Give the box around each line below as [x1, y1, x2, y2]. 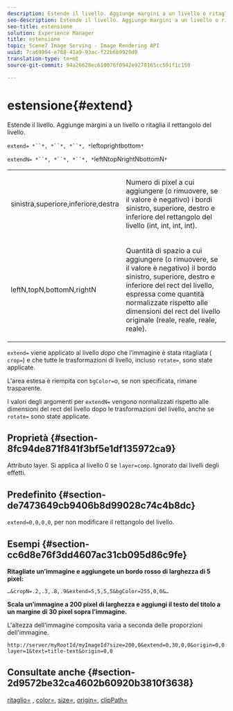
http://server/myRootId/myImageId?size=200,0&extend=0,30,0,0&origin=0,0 [7, 642, 225, 649]
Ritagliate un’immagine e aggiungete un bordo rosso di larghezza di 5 [7, 568, 211, 575]
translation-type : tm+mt [7, 55, 79, 62]
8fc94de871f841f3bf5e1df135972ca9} [7, 443, 176, 455]
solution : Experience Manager [7, 29, 95, 37]
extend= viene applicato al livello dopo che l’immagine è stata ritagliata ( [7, 348, 212, 357]
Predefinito [7, 489, 57, 500]
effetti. [7, 468, 26, 477]
